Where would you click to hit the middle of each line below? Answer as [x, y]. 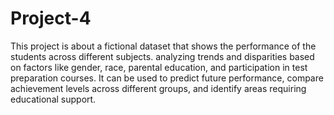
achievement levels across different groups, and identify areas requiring [158, 88]
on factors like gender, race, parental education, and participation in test [159, 67]
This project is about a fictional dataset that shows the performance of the [163, 46]
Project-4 [51, 18]
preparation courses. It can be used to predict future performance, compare [167, 78]
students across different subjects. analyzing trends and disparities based [162, 56]
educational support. [53, 99]
